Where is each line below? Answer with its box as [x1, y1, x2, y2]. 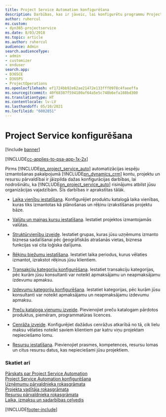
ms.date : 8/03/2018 [5, 30, 45, 35]
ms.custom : [5, 21, 28, 26]
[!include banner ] [5, 146, 41, 152]
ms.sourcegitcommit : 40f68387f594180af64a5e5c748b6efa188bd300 [5, 90, 138, 95]
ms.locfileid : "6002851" [5, 109, 56, 114]
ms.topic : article [5, 35, 43, 40]
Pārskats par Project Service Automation [5, 370, 88, 377]
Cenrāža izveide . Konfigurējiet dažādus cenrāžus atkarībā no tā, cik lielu [12, 321, 160, 327]
